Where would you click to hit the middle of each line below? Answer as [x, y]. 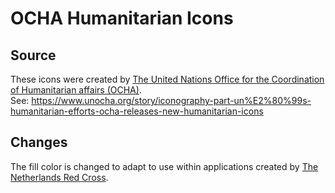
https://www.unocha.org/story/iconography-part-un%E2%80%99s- [171, 100]
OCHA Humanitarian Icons [122, 18]
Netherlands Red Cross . [59, 177]
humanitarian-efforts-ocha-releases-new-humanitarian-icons [137, 111]
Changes [39, 142]
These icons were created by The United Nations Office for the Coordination [167, 79]
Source [33, 55]
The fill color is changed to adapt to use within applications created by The [164, 166]
